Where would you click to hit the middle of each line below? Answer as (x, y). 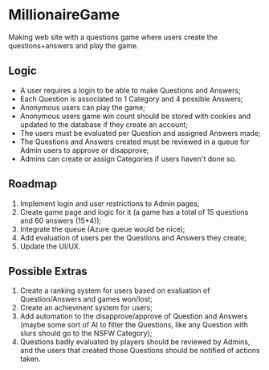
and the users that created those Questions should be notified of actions (140, 351)
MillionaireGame (64, 15)
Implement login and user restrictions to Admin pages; (110, 203)
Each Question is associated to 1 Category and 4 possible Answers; (131, 99)
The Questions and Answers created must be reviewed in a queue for (135, 142)
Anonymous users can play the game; (83, 107)
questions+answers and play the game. (73, 45)
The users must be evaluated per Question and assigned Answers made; (140, 133)
